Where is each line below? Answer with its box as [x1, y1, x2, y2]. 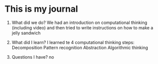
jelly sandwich [11, 30, 41, 36]
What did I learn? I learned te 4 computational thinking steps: [11, 39, 135, 45]
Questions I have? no [11, 54, 54, 60]
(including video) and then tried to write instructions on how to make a [11, 24, 154, 30]
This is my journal [4, 3, 78, 15]
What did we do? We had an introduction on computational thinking [11, 20, 147, 25]
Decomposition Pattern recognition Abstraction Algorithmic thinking [11, 44, 148, 50]
